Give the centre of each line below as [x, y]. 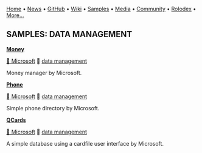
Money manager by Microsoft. [44, 73]
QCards [16, 120]
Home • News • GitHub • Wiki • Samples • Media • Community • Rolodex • [101, 9]
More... [15, 15]
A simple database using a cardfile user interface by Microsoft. [85, 143]
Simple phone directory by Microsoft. [53, 108]
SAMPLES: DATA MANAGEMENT [69, 34]
